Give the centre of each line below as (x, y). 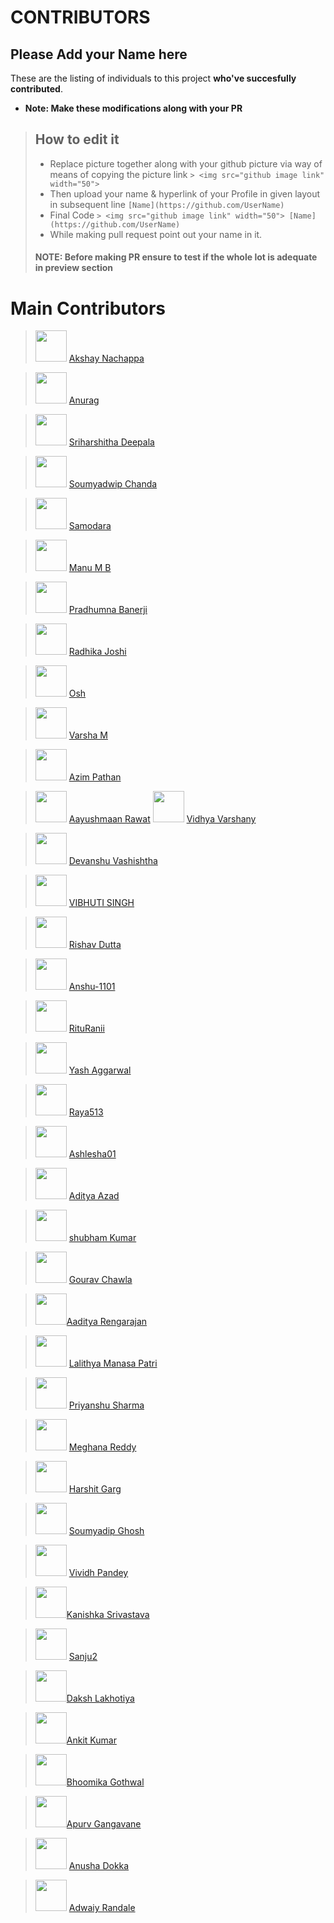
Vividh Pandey (98, 1573)
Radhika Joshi (97, 652)
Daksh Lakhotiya (100, 1698)
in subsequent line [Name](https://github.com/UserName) (167, 204)
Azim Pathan (95, 777)
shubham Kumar (102, 1238)
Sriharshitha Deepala (111, 442)
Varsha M (88, 735)
